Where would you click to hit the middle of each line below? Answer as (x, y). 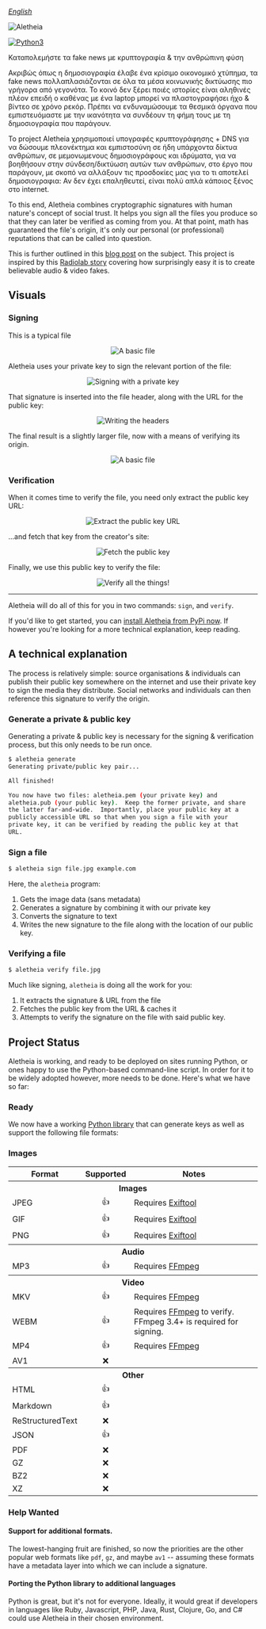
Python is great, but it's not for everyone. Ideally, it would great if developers (133, 1601)
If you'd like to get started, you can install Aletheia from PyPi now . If (118, 621)
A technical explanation (68, 654)
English (20, 11)
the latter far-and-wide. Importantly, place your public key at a (123, 810)
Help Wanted (34, 1512)
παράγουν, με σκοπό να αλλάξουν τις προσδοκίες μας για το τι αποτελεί (129, 172)
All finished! (32, 781)
